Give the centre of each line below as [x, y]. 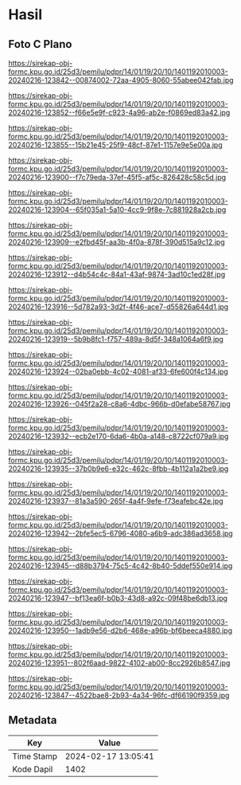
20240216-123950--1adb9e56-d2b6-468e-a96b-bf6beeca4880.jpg [120, 630]
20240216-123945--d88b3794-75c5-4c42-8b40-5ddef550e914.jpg [120, 566]
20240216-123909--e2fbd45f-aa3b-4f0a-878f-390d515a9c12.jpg [117, 242]
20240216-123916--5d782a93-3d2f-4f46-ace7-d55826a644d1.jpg [119, 307]
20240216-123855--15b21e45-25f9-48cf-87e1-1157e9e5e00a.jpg [115, 145]
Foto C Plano [40, 44]
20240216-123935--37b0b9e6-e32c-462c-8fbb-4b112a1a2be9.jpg [119, 469]
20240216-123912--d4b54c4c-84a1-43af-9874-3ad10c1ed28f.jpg [117, 274]
